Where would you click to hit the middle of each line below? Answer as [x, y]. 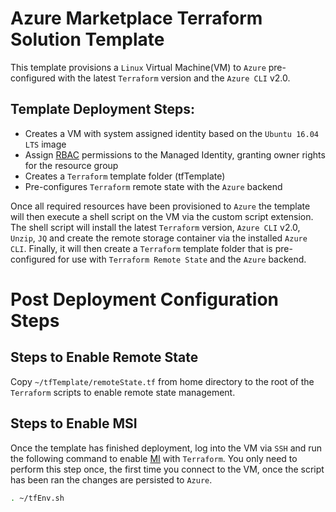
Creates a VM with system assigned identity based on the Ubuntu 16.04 [171, 133]
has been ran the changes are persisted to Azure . [111, 479]
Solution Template [87, 39]
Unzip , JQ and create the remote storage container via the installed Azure [159, 238]
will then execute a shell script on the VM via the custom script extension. [162, 216]
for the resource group [71, 165]
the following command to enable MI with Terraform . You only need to [154, 458]
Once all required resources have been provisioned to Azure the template [160, 206]
